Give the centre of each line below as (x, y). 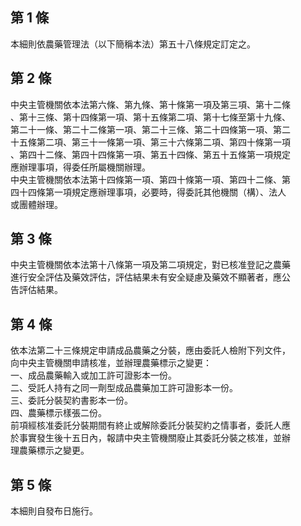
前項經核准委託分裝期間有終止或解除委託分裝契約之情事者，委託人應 (150, 425)
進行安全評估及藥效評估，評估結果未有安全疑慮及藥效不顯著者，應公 (150, 277)
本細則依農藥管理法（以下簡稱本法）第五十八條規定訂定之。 (133, 44)
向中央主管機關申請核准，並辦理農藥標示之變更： (111, 363)
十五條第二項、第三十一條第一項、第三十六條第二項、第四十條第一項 (150, 142)
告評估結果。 (36, 290)
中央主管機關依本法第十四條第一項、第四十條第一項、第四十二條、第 (150, 179)
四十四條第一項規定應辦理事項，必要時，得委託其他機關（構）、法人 (148, 192)
